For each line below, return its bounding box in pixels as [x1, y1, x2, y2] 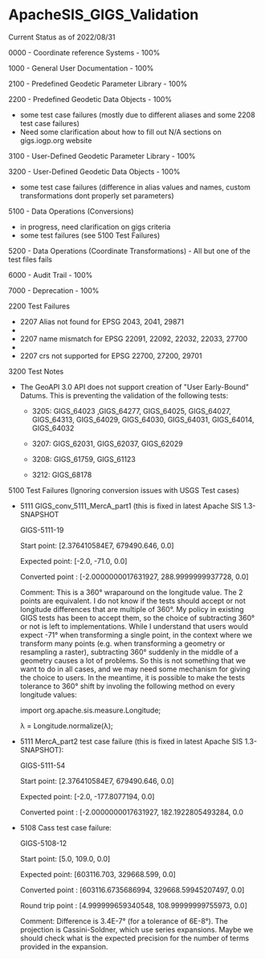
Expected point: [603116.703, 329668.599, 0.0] [19, 869, 177, 879]
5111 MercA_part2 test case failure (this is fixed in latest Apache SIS [19, 737, 243, 746]
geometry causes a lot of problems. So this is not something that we [19, 655, 247, 665]
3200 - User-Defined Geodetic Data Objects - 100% [8, 166, 181, 176]
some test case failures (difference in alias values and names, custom [19, 182, 251, 192]
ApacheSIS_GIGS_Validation [8, 6, 199, 24]
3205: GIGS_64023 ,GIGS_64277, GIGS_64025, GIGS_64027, [31, 406, 231, 415]
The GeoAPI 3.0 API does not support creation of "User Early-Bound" [19, 382, 250, 391]
